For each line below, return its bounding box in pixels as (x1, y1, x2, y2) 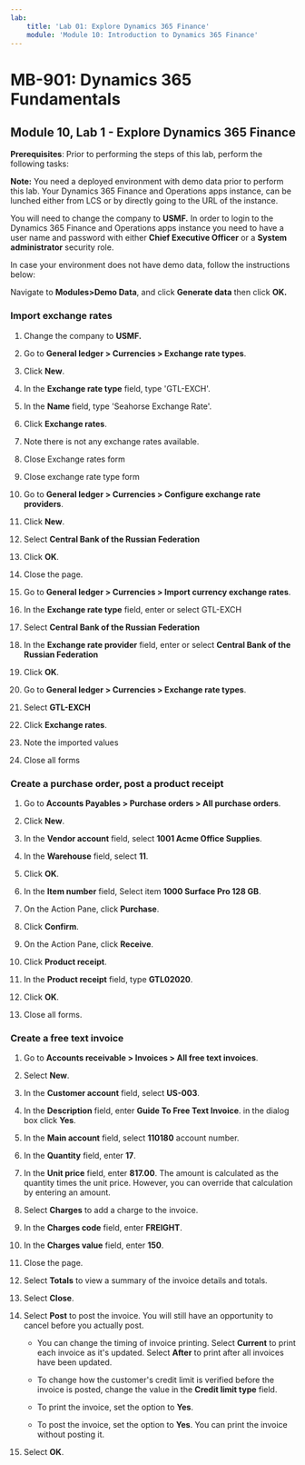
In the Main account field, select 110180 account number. (23, 1132, 240, 1143)
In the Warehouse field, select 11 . (23, 851, 149, 862)
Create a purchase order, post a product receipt (10, 777, 224, 790)
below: (10, 269, 35, 280)
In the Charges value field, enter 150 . (23, 1240, 164, 1251)
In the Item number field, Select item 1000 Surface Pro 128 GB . (23, 885, 261, 896)
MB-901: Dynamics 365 (10, 69, 192, 90)
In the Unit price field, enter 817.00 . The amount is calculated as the (23, 1168, 280, 1179)
